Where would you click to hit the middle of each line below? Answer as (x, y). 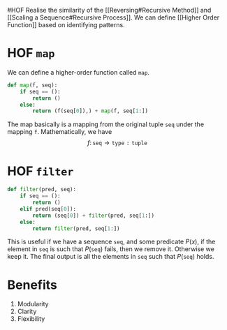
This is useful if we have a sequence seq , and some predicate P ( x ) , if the (111, 242)
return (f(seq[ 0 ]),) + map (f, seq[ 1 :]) (90, 111)
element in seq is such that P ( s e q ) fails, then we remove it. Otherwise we (111, 249)
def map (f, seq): (32, 85)
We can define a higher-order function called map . (79, 72)
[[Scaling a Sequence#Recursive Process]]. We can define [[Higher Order (113, 17)
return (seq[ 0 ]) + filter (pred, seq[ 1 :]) (94, 216)
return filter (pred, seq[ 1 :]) (76, 228)
